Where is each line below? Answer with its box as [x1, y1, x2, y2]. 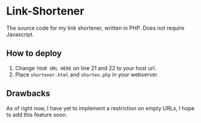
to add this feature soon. [6, 111, 68, 118]
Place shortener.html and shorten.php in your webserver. [15, 71, 159, 78]
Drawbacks [6, 88, 50, 99]
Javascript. [6, 30, 35, 38]
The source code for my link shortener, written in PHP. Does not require [6, 24, 185, 32]
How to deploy [6, 48, 62, 59]
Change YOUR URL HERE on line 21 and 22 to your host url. [15, 64, 156, 71]
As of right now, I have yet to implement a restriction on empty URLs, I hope [6, 104, 195, 111]
